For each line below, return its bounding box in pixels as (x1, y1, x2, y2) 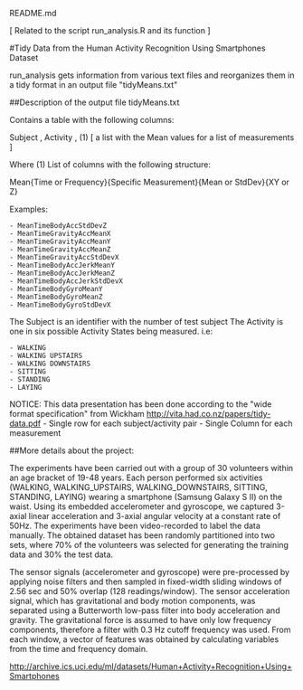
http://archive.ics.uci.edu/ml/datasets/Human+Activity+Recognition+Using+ (9, 661, 292, 672)
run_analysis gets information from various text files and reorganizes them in (9, 70, 295, 80)
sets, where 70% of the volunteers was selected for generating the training (9, 540, 289, 550)
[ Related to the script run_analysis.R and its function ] (9, 25, 211, 35)
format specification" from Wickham (9, 409, 145, 419)
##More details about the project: (9, 445, 135, 456)
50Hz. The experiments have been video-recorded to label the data (9, 520, 260, 531)
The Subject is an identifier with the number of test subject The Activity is (9, 317, 283, 326)
